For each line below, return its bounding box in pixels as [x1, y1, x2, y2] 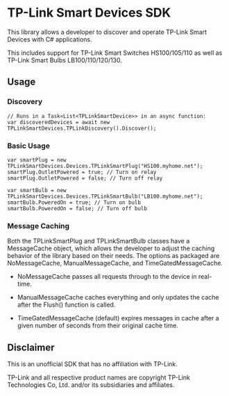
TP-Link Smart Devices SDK [7, 5, 171, 21]
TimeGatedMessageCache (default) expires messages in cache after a [17, 314, 220, 322]
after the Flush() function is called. [17, 300, 116, 309]
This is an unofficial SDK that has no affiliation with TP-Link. [7, 360, 178, 368]
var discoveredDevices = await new [7, 119, 110, 126]
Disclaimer [7, 341, 55, 353]
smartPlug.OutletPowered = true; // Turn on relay [7, 169, 157, 175]
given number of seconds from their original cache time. [17, 321, 178, 330]
